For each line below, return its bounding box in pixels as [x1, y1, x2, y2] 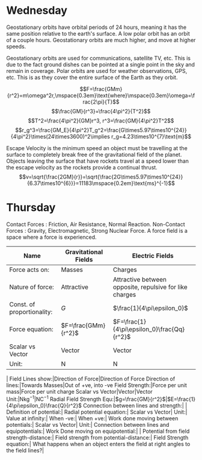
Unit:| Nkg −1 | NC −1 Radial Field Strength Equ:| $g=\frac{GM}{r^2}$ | [6, 394, 168, 403]
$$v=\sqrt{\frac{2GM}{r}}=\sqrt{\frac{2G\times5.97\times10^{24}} [19, 173, 183, 180]
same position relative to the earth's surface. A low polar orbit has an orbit [6, 30, 191, 37]
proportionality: [9, 307, 53, 316]
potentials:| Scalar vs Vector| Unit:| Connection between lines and [6, 421, 170, 428]
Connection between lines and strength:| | [83, 402, 188, 409]
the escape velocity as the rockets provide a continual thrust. [6, 163, 158, 171]
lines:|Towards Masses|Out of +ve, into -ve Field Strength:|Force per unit [6, 381, 188, 389]
